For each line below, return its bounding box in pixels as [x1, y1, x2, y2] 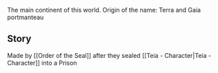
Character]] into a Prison [7, 59, 77, 67]
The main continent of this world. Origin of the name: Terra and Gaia [7, 6, 201, 14]
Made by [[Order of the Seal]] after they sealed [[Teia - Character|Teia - [7, 51, 212, 59]
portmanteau [7, 13, 44, 21]
